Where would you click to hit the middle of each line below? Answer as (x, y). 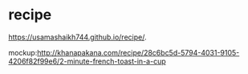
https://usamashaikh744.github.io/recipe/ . (77, 37)
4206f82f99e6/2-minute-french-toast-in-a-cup (87, 61)
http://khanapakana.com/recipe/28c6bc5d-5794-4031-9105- (138, 52)
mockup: (23, 52)
